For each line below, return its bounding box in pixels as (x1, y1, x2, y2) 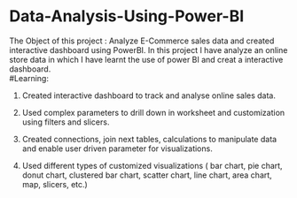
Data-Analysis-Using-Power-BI (9, 6, 245, 27)
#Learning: (9, 72, 49, 83)
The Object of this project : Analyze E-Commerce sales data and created (9, 35, 275, 46)
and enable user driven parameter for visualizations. (21, 143, 213, 154)
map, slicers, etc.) (21, 179, 89, 189)
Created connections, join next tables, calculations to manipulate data (21, 133, 277, 144)
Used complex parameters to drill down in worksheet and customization (21, 107, 285, 118)
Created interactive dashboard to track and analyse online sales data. (21, 90, 277, 101)
